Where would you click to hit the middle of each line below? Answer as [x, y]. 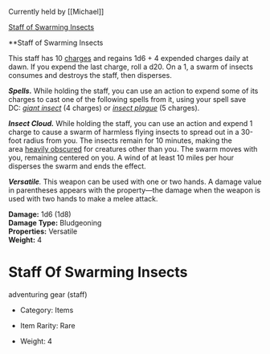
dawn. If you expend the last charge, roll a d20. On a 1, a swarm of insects [131, 67]
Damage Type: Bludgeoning [55, 223]
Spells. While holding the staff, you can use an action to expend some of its [133, 91]
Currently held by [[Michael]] [56, 12]
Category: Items [47, 310]
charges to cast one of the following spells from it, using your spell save [127, 99]
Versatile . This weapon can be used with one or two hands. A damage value [135, 181]
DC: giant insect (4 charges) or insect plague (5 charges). [104, 108]
